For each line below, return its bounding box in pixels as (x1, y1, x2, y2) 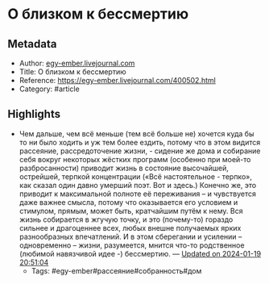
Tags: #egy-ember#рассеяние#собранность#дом (31, 265, 202, 275)
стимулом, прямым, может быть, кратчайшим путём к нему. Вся (19, 206, 243, 215)
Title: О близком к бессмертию (19, 67, 126, 77)
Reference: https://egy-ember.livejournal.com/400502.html (19, 76, 217, 85)
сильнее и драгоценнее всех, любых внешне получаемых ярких (19, 223, 242, 232)
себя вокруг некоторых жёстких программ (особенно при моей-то (19, 154, 251, 164)
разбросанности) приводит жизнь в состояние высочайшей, (19, 163, 229, 173)
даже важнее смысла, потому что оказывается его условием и (19, 197, 238, 207)
